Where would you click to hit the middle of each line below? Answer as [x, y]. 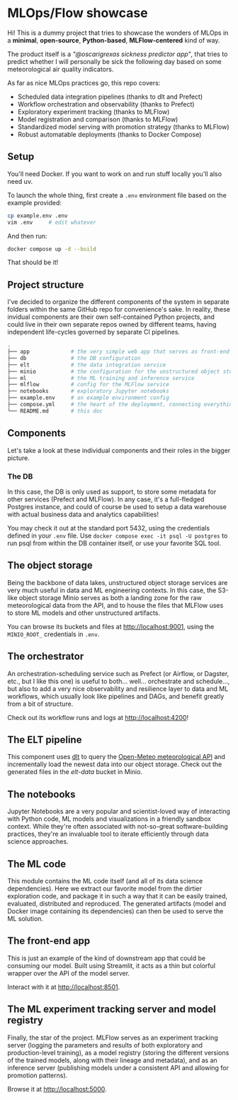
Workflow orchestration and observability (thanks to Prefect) [106, 104]
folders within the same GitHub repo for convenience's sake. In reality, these [119, 310]
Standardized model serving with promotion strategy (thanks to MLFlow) [123, 126]
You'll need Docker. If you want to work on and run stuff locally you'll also [114, 174]
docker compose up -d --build [52, 249]
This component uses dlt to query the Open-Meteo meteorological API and [116, 757]
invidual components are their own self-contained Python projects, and [111, 317]
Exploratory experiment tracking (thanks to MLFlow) [93, 111]
